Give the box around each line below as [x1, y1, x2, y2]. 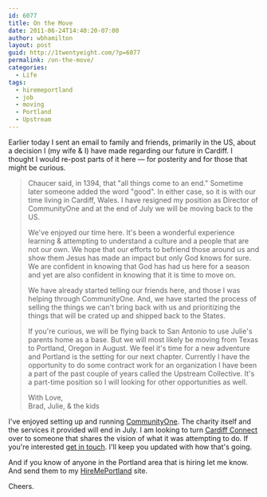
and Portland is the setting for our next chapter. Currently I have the [27, 352, 250, 361]
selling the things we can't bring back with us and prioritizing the [27, 302, 241, 312]
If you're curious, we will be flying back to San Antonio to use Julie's [27, 326, 253, 336]
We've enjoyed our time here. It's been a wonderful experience [27, 227, 235, 237]
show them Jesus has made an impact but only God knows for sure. [27, 253, 252, 262]
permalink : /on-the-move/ [8, 57, 94, 65]
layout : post [8, 41, 52, 49]
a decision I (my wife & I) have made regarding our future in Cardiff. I [8, 145, 234, 156]
